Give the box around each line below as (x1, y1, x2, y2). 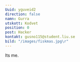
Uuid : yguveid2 (5, 7, 36, 12)
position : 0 (5, 25, 29, 30)
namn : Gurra (5, 16, 29, 21)
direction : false (5, 12, 40, 17)
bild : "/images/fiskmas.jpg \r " (5, 39, 69, 44)
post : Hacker (5, 30, 32, 35)
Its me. (5, 52, 19, 58)
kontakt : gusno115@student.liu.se (5, 35, 76, 40)
